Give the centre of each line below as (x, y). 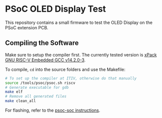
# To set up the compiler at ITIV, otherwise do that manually (71, 78)
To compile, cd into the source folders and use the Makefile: (65, 69)
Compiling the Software (42, 43)
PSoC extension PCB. (27, 27)
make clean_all (21, 101)
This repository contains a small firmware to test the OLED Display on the (79, 22)
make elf (14, 92)
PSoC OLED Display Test (56, 9)
